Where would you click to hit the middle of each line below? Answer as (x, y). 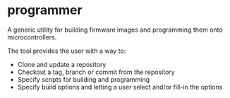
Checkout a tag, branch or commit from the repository (96, 72)
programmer (45, 10)
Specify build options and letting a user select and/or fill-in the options (120, 87)
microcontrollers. (32, 37)
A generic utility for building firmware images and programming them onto (115, 30)
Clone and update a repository (62, 64)
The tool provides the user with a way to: (67, 51)
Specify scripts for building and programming (84, 79)
